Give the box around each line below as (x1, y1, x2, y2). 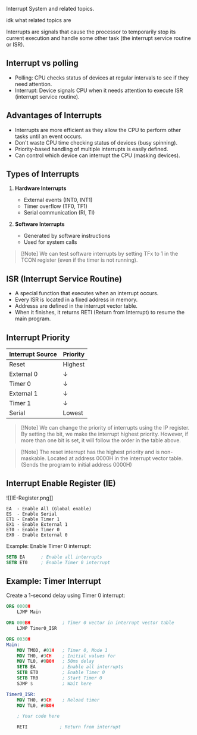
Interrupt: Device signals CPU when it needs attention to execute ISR (14, 87, 183, 94)
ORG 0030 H (6, 636, 31, 642)
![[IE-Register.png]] (6, 494, 54, 501)
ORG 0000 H (6, 604, 31, 610)
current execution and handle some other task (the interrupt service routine (6, 35, 192, 41)
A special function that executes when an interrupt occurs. (14, 290, 159, 297)
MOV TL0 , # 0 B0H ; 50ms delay (17, 659, 95, 664)
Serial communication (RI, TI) (23, 209, 95, 216)
